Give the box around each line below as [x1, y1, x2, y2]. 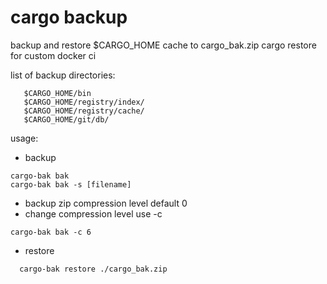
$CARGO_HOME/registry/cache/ [23, 106, 145, 116]
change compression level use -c [24, 207, 163, 220]
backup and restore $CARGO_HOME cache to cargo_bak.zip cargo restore [10, 39, 317, 51]
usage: [10, 132, 39, 144]
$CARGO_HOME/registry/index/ [23, 97, 145, 107]
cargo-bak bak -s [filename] [10, 179, 132, 190]
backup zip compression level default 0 [24, 197, 188, 209]
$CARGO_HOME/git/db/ [23, 114, 110, 125]
